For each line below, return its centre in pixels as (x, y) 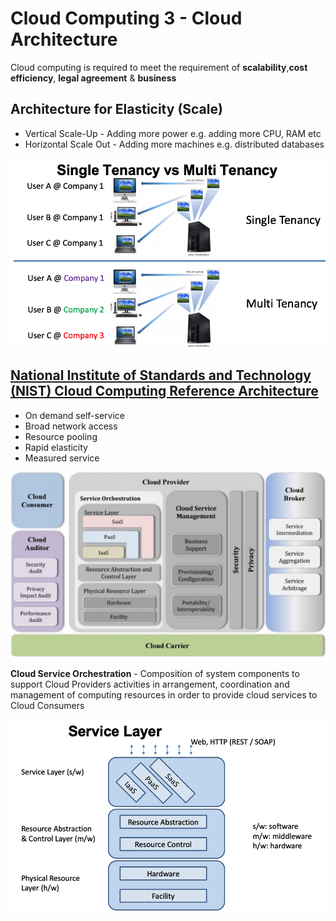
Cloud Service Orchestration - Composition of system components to (155, 674)
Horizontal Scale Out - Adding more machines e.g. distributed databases (174, 144)
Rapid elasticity (56, 447)
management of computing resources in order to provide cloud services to (164, 695)
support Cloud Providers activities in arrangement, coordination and (150, 684)
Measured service (62, 458)
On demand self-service (74, 415)
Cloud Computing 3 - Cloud (126, 18)
